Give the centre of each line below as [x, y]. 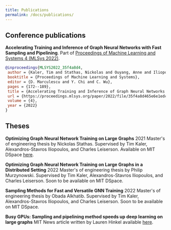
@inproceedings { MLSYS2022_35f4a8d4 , [44, 68]
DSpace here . [20, 154]
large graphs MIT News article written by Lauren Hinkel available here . [79, 222]
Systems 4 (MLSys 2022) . [33, 59]
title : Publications [27, 10]
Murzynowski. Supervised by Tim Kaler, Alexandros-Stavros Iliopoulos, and [84, 175]
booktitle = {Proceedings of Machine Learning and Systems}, [74, 77]
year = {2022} [22, 106]
